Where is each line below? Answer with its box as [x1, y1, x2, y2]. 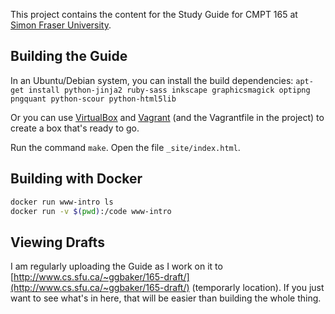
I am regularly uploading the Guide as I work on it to [10, 260, 223, 273]
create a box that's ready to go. [10, 122, 140, 134]
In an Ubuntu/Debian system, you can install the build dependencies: [10, 74, 294, 86]
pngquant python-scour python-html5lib [10, 94, 177, 104]
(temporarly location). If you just [191, 282, 325, 294]
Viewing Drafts [10, 234, 105, 251]
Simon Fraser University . [10, 19, 112, 31]
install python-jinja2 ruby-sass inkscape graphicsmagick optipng [28, 85, 311, 95]
